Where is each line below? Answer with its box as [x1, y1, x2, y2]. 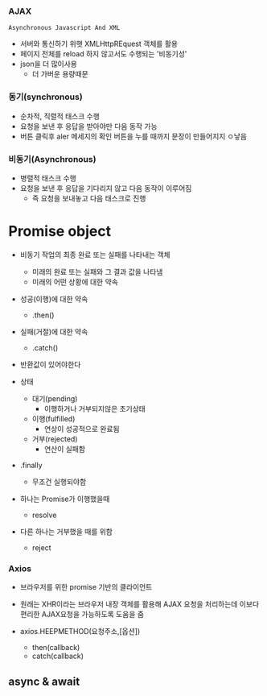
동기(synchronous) [8, 91, 83, 102]
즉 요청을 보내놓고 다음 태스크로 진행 [31, 193, 146, 203]
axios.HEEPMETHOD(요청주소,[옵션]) [19, 627, 141, 636]
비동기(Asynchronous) [8, 153, 97, 164]
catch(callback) [31, 651, 84, 661]
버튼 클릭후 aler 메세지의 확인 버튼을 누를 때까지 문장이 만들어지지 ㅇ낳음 [19, 131, 248, 141]
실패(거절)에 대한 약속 [19, 326, 88, 336]
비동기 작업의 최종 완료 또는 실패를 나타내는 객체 [19, 250, 170, 259]
